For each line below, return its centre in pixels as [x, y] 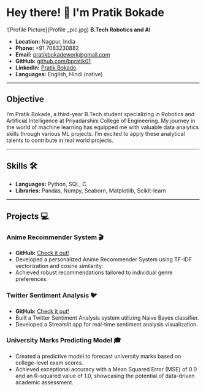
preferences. [31, 279]
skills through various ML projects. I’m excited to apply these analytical [96, 133]
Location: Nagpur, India [45, 41]
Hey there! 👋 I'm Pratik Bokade [85, 13]
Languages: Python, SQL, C [51, 184]
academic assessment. [44, 382]
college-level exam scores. [49, 363]
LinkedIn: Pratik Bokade [46, 68]
